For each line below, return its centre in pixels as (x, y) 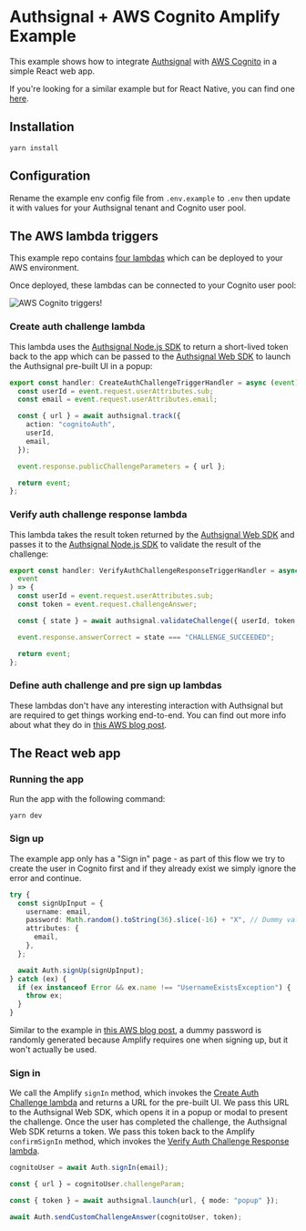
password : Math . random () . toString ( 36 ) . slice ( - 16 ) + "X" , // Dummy (154, 920)
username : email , (59, 912)
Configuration (50, 176)
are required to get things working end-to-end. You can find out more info (148, 715)
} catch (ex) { (38, 979)
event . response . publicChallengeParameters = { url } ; (122, 467)
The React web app (65, 754)
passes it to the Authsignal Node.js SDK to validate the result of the (135, 544)
